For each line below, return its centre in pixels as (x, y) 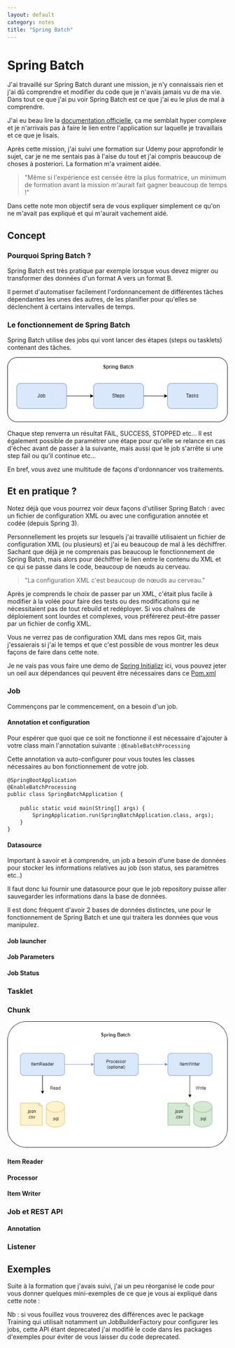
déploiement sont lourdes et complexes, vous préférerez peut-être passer (114, 616)
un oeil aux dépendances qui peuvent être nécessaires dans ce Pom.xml (112, 673)
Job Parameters (31, 957)
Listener (22, 1246)
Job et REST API (35, 1212)
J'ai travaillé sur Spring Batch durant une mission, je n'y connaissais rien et (115, 85)
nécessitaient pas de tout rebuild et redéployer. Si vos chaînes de (101, 608)
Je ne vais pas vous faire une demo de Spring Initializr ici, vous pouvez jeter (117, 666)
